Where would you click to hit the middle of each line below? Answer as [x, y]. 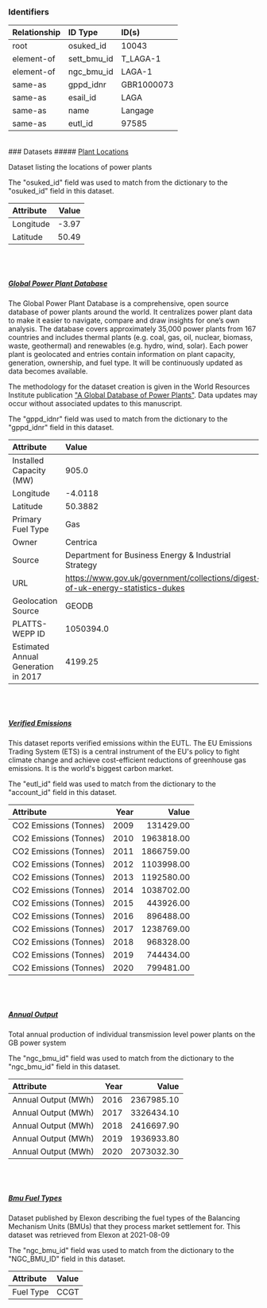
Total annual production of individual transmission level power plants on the [132, 1035]
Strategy [81, 566]
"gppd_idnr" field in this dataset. [61, 428]
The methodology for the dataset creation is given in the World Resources [129, 387]
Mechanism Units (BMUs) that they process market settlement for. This [124, 1227]
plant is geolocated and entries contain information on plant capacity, [122, 354]
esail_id [82, 98]
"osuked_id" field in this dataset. [61, 191]
